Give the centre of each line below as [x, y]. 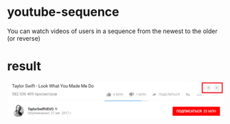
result [24, 66]
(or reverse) [24, 38]
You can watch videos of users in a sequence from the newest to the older [112, 31]
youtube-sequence [63, 12]
